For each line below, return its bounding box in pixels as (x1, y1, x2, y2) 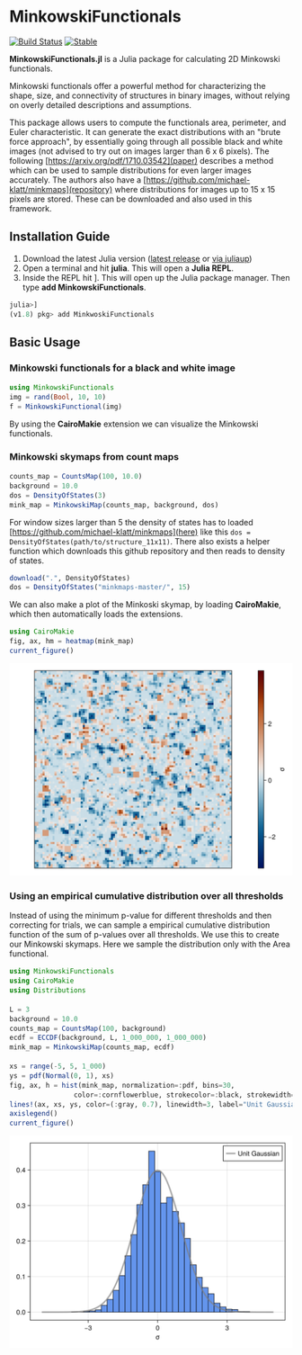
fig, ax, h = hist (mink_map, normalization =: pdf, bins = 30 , (9, 1081, 235, 1090)
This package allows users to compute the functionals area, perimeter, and (9, 117, 287, 128)
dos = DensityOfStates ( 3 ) (9, 490, 106, 500)
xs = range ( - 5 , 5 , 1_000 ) (9, 1062, 106, 1072)
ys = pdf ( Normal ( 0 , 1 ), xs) (9, 1071, 115, 1081)
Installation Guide (9, 229, 111, 245)
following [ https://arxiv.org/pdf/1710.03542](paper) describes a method (9, 155, 274, 166)
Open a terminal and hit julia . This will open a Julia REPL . (22, 263, 234, 274)
